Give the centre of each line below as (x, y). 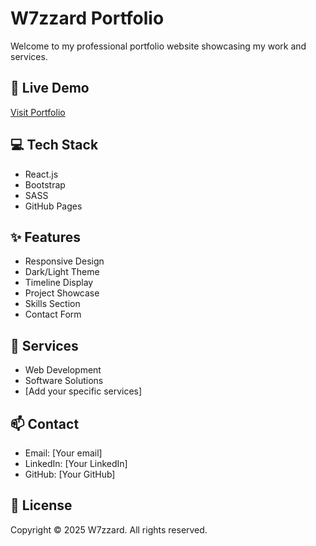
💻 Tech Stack (54, 145)
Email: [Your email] (63, 453)
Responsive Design (64, 261)
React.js (41, 174)
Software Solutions (64, 381)
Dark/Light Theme (62, 272)
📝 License (41, 505)
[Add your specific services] (83, 391)
